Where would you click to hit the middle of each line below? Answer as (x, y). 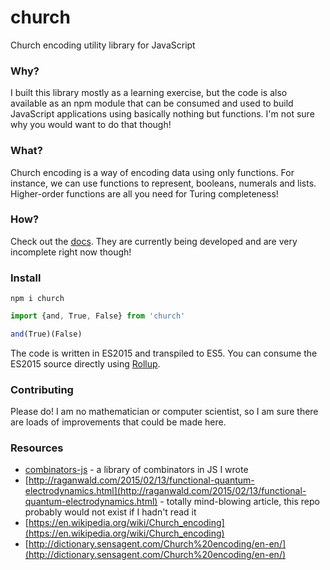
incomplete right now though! (71, 252)
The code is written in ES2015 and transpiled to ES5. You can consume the (164, 353)
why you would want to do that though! (91, 125)
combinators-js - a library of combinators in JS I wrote (136, 470)
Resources (37, 448)
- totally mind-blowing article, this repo (239, 502)
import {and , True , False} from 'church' (98, 316)
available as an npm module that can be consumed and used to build (152, 103)
